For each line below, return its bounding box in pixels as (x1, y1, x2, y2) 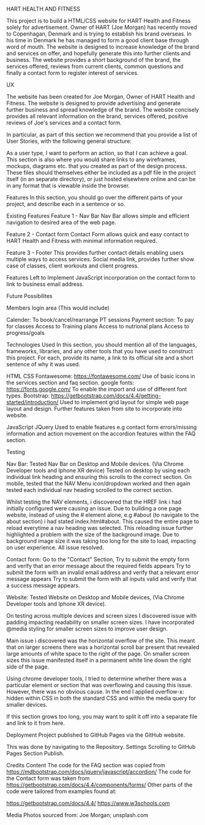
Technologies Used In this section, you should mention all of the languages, (6, 341, 197, 348)
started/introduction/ (6, 399, 59, 405)
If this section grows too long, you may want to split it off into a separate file (6, 713, 198, 720)
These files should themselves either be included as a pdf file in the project (6, 169, 196, 176)
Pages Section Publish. (6, 750, 64, 757)
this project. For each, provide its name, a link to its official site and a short (6, 354, 194, 361)
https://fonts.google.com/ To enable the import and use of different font (6, 386, 187, 393)
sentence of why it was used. (6, 361, 81, 367)
